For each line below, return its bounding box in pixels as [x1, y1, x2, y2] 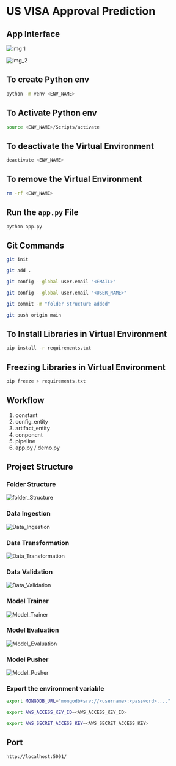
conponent [15, 430, 43, 438]
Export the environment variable [6, 685, 105, 693]
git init [6, 257, 29, 263]
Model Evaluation [6, 626, 59, 634]
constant [15, 411, 38, 419]
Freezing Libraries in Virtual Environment [6, 362, 166, 372]
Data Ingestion [6, 509, 51, 518]
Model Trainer [6, 597, 49, 606]
